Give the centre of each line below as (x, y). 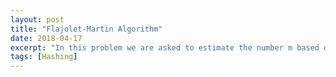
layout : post (37, 19)
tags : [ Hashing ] (44, 57)
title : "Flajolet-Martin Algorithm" (86, 29)
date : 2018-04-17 (46, 38)
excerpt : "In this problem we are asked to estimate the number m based (165, 47)
